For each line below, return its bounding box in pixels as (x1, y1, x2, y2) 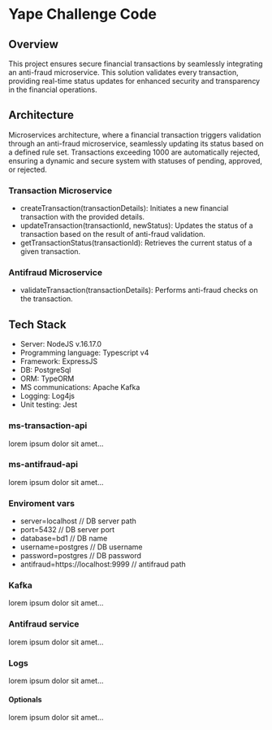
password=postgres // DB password (19, 551, 142, 561)
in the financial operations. (8, 85, 97, 94)
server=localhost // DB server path (19, 516, 136, 526)
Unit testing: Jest (19, 400, 78, 409)
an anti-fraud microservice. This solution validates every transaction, (8, 68, 239, 77)
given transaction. (19, 247, 81, 256)
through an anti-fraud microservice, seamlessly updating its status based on (8, 138, 264, 148)
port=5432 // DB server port (19, 525, 115, 535)
